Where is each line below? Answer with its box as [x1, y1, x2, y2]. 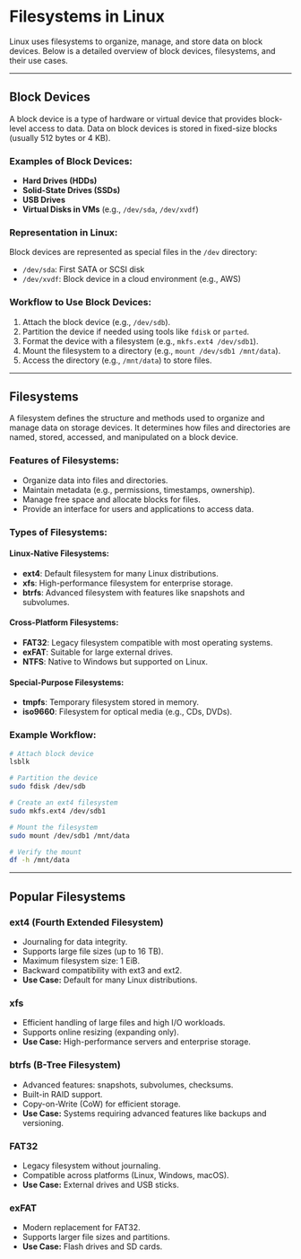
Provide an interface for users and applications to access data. [21, 503, 254, 514]
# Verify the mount [9, 847, 82, 857]
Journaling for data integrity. [21, 937, 128, 947]
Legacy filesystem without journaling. [21, 1160, 161, 1171]
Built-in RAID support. [21, 1088, 103, 1099]
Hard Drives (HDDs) [21, 175, 98, 186]
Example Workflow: [9, 729, 97, 742]
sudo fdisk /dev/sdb [9, 782, 87, 791]
